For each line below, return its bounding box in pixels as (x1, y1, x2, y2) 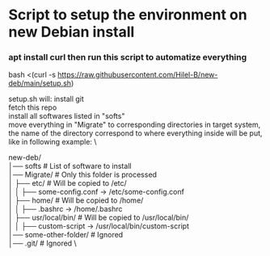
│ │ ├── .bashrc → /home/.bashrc (8, 204, 123, 214)
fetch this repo (8, 103, 57, 112)
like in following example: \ (8, 137, 97, 147)
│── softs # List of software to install (8, 162, 132, 171)
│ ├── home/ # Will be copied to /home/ (8, 195, 144, 205)
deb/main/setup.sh (8, 78, 71, 88)
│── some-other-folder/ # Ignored (8, 230, 124, 240)
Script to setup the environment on (8, 6, 248, 24)
